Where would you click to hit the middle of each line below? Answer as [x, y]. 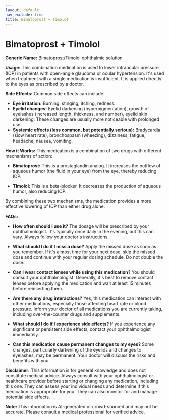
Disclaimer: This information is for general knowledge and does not [76, 370]
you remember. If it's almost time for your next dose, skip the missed [84, 252]
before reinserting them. [38, 289]
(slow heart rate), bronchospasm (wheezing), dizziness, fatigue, [79, 135]
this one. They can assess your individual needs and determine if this [77, 386]
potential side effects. [28, 397]
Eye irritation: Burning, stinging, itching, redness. [64, 103]
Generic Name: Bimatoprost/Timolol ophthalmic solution [64, 58]
